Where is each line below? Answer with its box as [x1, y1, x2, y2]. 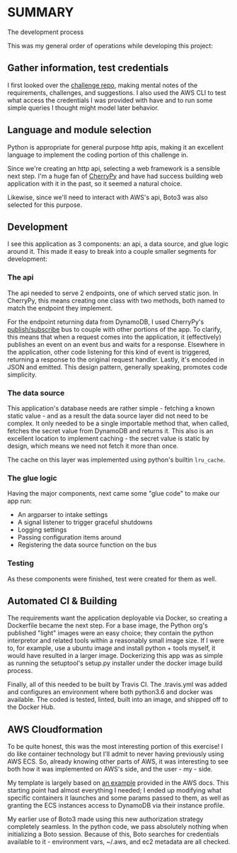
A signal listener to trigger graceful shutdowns [17, 518, 154, 527]
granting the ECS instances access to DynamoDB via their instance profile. [7, 801, 225, 810]
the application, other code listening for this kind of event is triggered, [7, 347, 211, 356]
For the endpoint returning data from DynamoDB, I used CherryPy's [7, 317, 204, 326]
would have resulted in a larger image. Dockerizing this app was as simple [7, 652, 224, 660]
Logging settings [17, 525, 67, 534]
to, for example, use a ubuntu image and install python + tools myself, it [7, 644, 216, 652]
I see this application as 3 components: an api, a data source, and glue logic [7, 240, 229, 248]
